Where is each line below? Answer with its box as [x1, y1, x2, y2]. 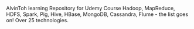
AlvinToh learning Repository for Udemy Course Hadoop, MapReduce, [6, 5, 175, 11]
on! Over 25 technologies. [6, 17, 69, 23]
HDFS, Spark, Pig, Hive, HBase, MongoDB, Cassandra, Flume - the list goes [6, 11, 189, 18]
